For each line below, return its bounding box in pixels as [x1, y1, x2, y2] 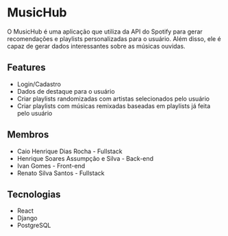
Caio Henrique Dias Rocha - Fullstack [16, 147, 123, 155]
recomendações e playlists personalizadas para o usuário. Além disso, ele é [7, 34, 221, 42]
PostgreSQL [16, 221, 51, 230]
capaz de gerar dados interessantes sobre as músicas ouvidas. [7, 42, 186, 50]
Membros [7, 129, 49, 141]
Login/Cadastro [16, 80, 62, 88]
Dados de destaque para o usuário [16, 87, 115, 95]
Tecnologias [7, 188, 61, 200]
